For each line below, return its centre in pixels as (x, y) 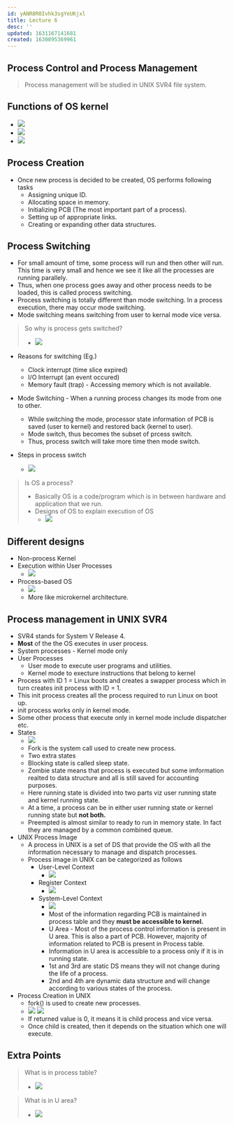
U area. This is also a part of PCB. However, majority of (128, 936)
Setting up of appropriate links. (72, 216)
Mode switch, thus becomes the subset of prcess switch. (110, 434)
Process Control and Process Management (102, 68)
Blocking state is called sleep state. (79, 763)
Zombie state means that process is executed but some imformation (126, 770)
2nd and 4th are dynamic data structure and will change (129, 981)
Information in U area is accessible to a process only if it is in (136, 951)
